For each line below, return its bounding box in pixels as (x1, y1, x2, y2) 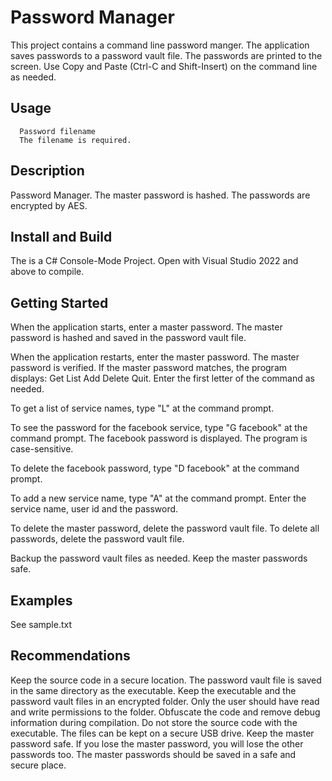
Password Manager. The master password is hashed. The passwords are (10, 189, 311, 201)
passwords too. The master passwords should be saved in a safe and (10, 748, 297, 760)
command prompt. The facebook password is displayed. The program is (10, 432, 308, 445)
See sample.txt (10, 619, 72, 630)
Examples (10, 592, 73, 609)
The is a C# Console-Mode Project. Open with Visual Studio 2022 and (10, 255, 299, 267)
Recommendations (10, 647, 131, 665)
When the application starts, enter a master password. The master (10, 321, 283, 333)
